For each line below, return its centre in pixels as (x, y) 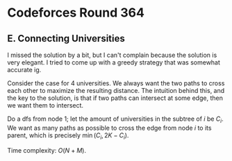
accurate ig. (24, 70)
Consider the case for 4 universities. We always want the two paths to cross (116, 83)
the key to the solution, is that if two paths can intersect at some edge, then (115, 98)
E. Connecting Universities (66, 39)
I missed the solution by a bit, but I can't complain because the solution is (112, 55)
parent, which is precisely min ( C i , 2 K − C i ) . (68, 136)
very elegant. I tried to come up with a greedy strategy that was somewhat (114, 62)
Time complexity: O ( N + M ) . (47, 150)
